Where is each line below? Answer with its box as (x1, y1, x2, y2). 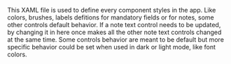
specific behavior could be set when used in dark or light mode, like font (7, 43, 216, 51)
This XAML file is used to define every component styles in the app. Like (7, 6, 216, 14)
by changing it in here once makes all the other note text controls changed (7, 28, 222, 36)
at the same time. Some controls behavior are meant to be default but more (7, 35, 224, 44)
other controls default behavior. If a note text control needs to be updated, (7, 21, 221, 29)
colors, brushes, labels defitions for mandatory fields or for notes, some (7, 13, 215, 22)
